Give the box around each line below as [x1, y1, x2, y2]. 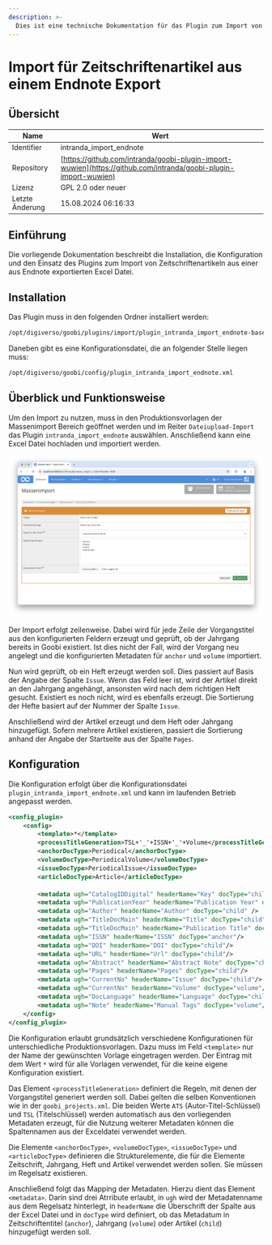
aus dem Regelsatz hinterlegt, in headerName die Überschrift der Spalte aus [8, 1201, 257, 1211]
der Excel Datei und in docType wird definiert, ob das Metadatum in [8, 1209, 230, 1219]
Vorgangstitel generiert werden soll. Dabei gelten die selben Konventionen [8, 1092, 257, 1101]
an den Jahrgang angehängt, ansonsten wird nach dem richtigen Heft [8, 683, 240, 693]
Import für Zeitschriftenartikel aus [8, 58, 243, 76]
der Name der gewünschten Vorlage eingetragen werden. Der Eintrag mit [8, 1050, 253, 1060]
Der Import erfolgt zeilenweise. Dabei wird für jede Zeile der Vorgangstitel [8, 625, 255, 635]
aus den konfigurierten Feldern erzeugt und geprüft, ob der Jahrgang [8, 633, 240, 643]
